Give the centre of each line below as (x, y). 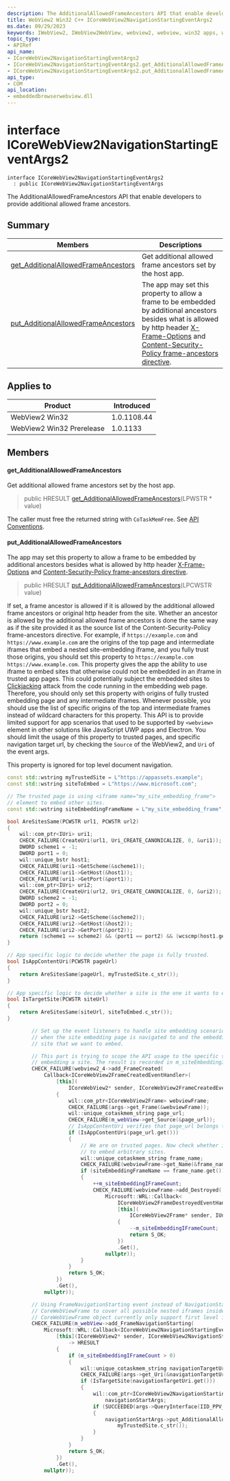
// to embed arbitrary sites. (124, 1152)
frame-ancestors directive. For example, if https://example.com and (103, 635)
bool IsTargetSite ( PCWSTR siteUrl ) (58, 999)
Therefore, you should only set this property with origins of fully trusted (108, 693)
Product (57, 406)
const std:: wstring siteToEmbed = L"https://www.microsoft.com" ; (102, 784)
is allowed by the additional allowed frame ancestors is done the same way (113, 620)
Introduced (132, 406)
